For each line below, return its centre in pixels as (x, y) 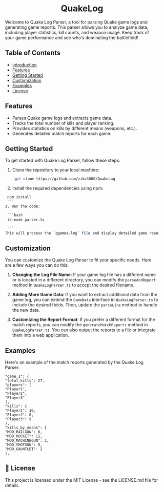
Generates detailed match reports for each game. (62, 133)
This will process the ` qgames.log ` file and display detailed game (76, 233)
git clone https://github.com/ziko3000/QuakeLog (65, 179)
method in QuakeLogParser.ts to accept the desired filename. (73, 285)
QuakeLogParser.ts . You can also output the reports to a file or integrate (84, 330)
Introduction (24, 64)
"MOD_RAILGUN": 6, (24, 432)
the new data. (26, 310)
